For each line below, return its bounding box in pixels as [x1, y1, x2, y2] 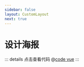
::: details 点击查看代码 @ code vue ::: [4, 56, 80, 62]
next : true [4, 16, 27, 21]
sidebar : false [4, 7, 36, 12]
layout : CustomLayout [4, 12, 49, 17]
